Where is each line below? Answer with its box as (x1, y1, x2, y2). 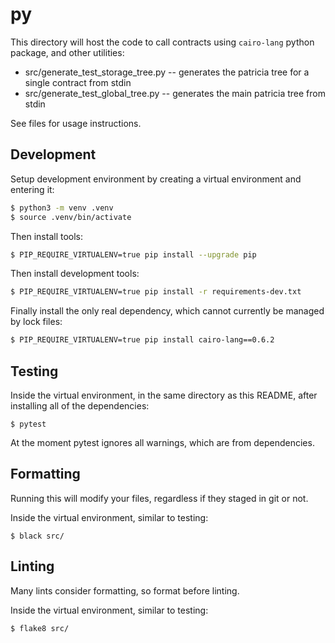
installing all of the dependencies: (10, 399, 150, 412)
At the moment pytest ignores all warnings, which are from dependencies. (10, 436, 315, 448)
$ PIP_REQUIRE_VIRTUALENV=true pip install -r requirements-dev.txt (10, 287, 302, 297)
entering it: (10, 183, 55, 195)
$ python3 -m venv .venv (10, 203, 114, 213)
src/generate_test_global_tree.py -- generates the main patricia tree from (24, 87, 326, 99)
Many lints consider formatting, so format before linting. (10, 584, 240, 597)
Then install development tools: (10, 268, 140, 280)
